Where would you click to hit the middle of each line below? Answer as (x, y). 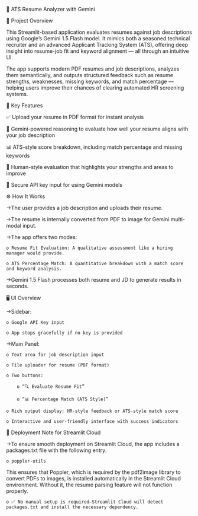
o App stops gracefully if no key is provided (64, 333)
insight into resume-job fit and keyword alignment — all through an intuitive (98, 51)
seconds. (17, 286)
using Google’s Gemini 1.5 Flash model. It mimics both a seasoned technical (98, 38)
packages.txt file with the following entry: (57, 450)
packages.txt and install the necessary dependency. (72, 507)
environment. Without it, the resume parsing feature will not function (89, 485)
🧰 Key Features (25, 106)
